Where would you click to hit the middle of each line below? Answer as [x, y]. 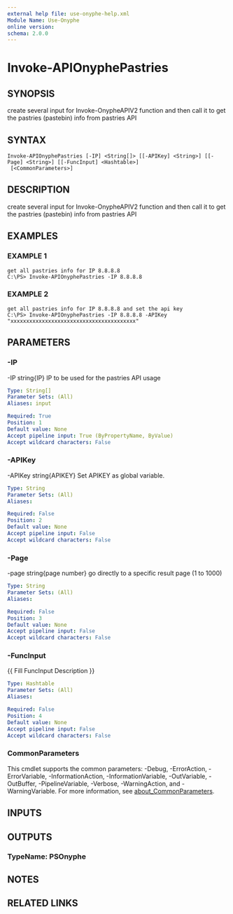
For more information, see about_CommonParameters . [136, 791]
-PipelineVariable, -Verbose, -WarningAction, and [109, 783]
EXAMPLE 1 [27, 256]
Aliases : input [29, 403]
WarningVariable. [32, 791]
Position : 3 [24, 618]
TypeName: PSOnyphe [47, 857]
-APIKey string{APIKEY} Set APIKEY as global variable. [86, 475]
